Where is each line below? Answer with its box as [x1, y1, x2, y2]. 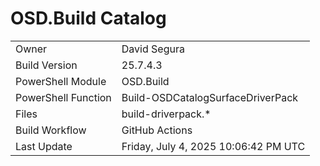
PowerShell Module [15, 74, 107, 88]
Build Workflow [15, 123, 87, 137]
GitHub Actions [121, 123, 193, 137]
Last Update [15, 139, 73, 153]
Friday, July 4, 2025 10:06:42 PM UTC [121, 139, 306, 153]
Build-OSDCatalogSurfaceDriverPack [121, 90, 299, 104]
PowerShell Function [15, 90, 112, 104]
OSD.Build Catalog [10, 7, 167, 30]
